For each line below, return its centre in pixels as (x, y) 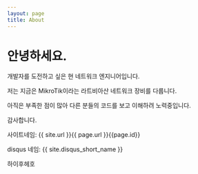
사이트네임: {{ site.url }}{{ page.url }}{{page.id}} (74, 135)
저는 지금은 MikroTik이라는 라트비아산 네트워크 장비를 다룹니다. (92, 91)
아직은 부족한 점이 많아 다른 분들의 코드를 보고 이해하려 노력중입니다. (99, 106)
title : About (26, 20)
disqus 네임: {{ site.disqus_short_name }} (65, 149)
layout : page (26, 13)
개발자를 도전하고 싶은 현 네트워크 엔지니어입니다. (73, 76)
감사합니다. (22, 120)
